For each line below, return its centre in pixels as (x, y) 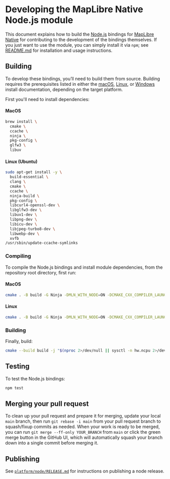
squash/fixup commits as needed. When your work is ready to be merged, (83, 427)
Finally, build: (19, 341)
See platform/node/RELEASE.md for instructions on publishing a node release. (85, 471)
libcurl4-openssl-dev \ (35, 205)
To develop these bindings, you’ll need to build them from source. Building (83, 78)
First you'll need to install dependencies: (47, 99)
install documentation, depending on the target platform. (64, 89)
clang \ (18, 182)
